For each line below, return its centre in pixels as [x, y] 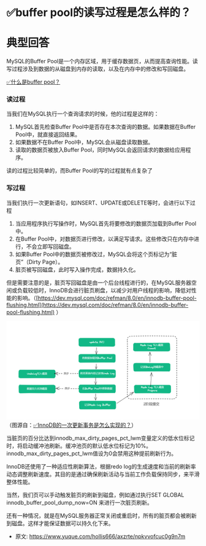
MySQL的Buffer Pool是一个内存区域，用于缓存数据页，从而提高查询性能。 [100, 61]
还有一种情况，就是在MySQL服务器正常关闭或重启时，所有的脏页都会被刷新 [102, 515]
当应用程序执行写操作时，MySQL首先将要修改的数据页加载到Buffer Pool [106, 223]
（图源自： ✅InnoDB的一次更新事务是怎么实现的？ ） [71, 425]
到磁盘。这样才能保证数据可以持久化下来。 [60, 523]
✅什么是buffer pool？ [33, 82]
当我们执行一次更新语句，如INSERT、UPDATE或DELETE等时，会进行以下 [98, 203]
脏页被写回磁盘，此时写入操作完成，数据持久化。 [77, 269]
